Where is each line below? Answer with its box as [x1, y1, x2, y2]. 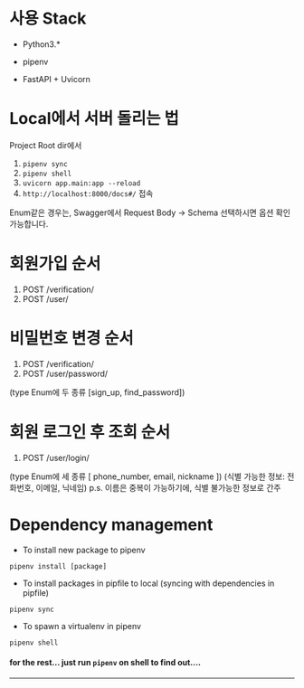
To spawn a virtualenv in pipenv [22, 620, 142, 631]
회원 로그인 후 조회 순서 [9, 421, 171, 442]
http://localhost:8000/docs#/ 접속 [22, 187, 154, 199]
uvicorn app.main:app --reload [22, 178, 141, 188]
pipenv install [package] [9, 561, 107, 570]
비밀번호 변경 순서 [9, 328, 134, 348]
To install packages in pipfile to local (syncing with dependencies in [22, 578, 275, 589]
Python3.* [22, 38, 61, 50]
